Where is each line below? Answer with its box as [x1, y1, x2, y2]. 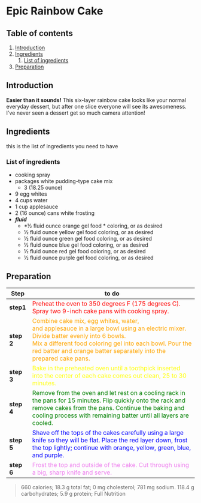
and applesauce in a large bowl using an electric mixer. [32, 324, 187, 333]
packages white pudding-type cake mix [14, 177, 113, 184]
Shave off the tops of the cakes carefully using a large [32, 428, 184, 436]
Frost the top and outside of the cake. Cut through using [32, 460, 190, 469]
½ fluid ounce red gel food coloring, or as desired [23, 247, 146, 255]
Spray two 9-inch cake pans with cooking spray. [32, 307, 169, 315]
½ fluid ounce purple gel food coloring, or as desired [23, 254, 154, 261]
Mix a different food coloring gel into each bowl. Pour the [32, 339, 192, 348]
